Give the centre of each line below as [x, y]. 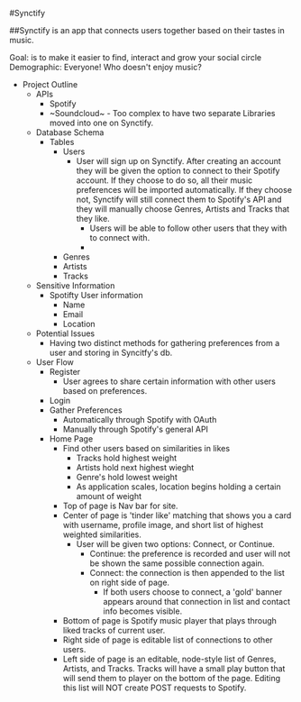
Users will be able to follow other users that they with [188, 228]
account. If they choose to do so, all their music [164, 180]
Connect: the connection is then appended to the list [187, 573]
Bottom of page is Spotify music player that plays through [170, 620]
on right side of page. [129, 582]
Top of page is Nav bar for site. [120, 506]
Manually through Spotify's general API [136, 429]
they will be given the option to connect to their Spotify [178, 171]
